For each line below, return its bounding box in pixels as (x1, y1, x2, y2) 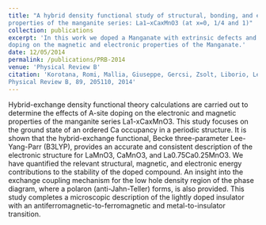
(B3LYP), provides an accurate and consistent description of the (43, 142, 253, 151)
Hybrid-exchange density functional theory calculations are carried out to (8, 100, 249, 109)
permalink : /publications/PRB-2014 (8, 56, 126, 64)
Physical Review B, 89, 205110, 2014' (8, 78, 136, 86)
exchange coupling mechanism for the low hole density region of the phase (8, 175, 255, 185)
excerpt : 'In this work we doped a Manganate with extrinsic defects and (8, 33, 257, 42)
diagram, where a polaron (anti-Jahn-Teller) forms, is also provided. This (8, 184, 245, 193)
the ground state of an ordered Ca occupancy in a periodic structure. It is (8, 124, 247, 135)
